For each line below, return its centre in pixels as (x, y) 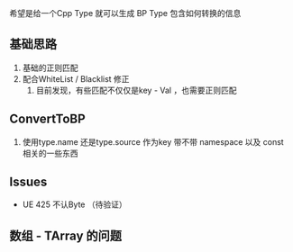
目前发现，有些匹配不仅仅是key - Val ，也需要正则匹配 (136, 90)
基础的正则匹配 (50, 67)
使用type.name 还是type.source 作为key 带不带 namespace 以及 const (153, 141)
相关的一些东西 (50, 153)
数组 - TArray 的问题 (66, 235)
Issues (28, 182)
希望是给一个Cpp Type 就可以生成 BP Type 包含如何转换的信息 (125, 13)
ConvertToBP (47, 119)
